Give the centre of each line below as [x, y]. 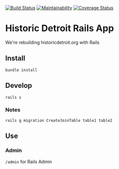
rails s [13, 97]
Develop [19, 86]
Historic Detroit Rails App [60, 28]
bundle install [21, 70]
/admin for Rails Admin [29, 161]
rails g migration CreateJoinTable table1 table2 [59, 120]
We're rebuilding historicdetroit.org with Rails [52, 42]
